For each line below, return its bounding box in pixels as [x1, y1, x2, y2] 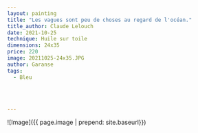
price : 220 [7, 49, 38, 56]
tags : [7, 67, 23, 74]
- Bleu [13, 73, 32, 81]
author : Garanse [7, 61, 54, 68]
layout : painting [7, 10, 57, 17]
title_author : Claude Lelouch [7, 23, 94, 29]
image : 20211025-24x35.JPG [7, 55, 85, 62]
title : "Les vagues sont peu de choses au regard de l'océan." [7, 16, 192, 23]
